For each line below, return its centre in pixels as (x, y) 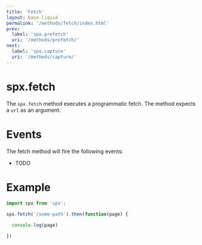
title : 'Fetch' (25, 12)
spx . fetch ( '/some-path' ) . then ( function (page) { (67, 214)
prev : (13, 29)
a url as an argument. (34, 110)
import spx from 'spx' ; (36, 203)
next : (13, 46)
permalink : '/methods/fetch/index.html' (58, 23)
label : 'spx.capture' (39, 51)
